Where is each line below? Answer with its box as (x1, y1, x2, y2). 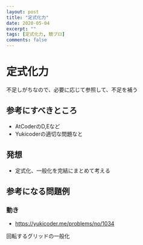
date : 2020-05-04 (6, 20, 50, 26)
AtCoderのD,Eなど (14, 122, 60, 130)
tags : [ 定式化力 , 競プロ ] (6, 31, 65, 38)
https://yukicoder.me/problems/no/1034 (14, 220, 115, 227)
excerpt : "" (6, 25, 36, 32)
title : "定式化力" (6, 15, 49, 21)
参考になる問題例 (6, 186, 70, 197)
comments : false (6, 37, 47, 43)
